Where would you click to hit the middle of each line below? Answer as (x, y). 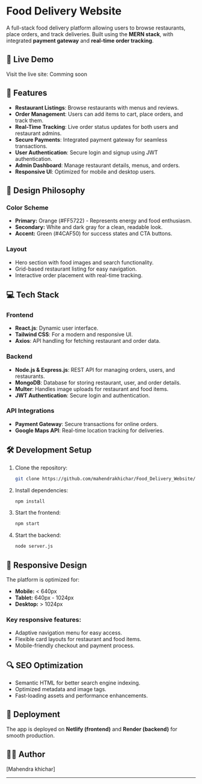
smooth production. (31, 735)
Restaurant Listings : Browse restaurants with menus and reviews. (97, 107)
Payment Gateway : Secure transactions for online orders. (87, 424)
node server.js (34, 547)
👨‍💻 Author (26, 754)
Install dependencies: (41, 490)
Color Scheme (28, 207)
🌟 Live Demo (30, 59)
